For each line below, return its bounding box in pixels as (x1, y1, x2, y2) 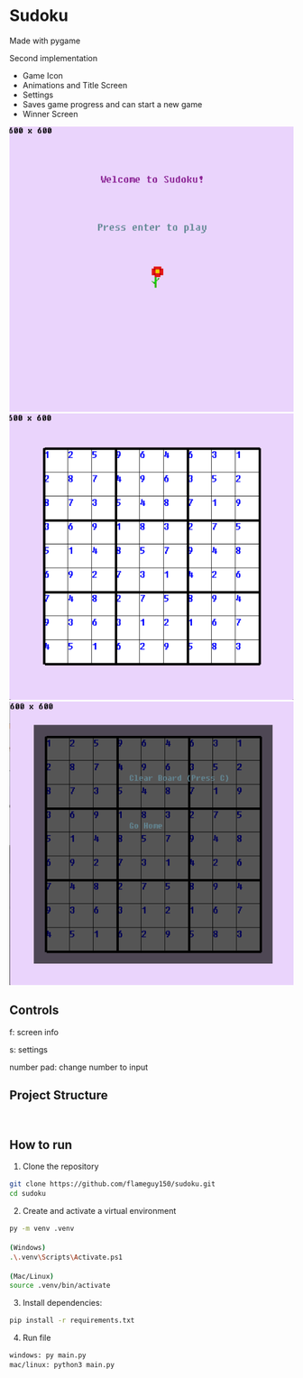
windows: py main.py (9, 1351, 87, 1360)
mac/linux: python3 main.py (9, 1361, 115, 1370)
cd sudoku (9, 1190, 47, 1199)
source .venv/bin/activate (9, 1282, 111, 1291)
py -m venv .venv (9, 1224, 75, 1234)
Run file (22, 1332, 51, 1344)
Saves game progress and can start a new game (22, 98, 203, 109)
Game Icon (22, 69, 63, 81)
